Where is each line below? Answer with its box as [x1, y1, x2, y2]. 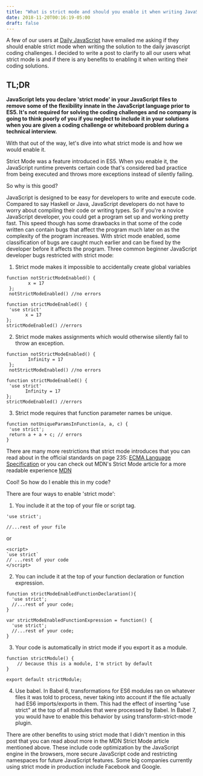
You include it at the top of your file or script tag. [14, 502, 136, 509]
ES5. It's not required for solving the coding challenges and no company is [6, 109, 197, 116]
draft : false [6, 20, 39, 26]
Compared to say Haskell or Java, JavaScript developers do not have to [6, 200, 185, 208]
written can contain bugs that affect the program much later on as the [6, 226, 180, 233]
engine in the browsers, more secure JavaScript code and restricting [6, 750, 178, 758]
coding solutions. [6, 62, 50, 69]
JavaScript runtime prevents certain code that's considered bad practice [6, 164, 187, 172]
